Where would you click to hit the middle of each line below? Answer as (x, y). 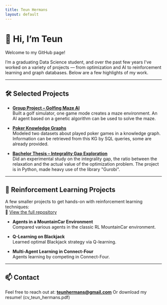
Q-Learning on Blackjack (39, 237)
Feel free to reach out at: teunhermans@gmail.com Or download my (76, 292)
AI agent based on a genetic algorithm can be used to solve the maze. (84, 119)
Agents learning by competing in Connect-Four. (61, 257)
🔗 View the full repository (31, 212)
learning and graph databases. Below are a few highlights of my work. (77, 73)
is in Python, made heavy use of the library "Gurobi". (66, 170)
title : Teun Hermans (27, 10)
